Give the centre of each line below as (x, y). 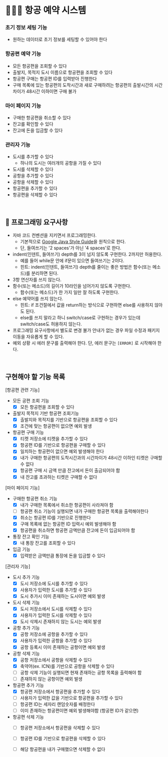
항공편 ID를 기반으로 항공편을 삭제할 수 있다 (63, 739)
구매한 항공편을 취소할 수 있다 (41, 118)
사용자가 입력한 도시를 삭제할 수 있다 (56, 615)
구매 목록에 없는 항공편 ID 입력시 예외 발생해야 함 (68, 524)
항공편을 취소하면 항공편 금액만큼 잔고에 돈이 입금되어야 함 (78, 530)
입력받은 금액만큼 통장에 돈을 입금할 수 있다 (62, 555)
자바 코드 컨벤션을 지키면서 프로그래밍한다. (55, 235)
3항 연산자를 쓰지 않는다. (37, 280)
